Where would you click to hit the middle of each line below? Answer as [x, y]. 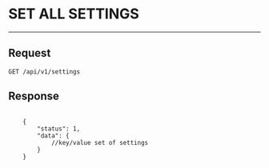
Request [30, 53]
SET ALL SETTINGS [74, 14]
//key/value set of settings [100, 142]
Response [34, 96]
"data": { [53, 136]
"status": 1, [59, 129]
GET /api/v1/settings [44, 72]
